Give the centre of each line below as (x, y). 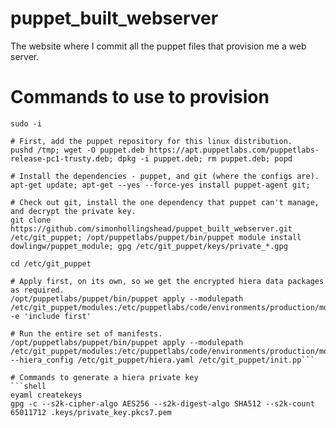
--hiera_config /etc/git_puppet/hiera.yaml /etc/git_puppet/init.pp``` (162, 360)
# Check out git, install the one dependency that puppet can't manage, (165, 202)
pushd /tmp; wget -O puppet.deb (77, 150)
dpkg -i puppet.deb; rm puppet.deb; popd (205, 158)
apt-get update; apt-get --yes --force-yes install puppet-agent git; (160, 185)
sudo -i (26, 123)
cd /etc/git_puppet (51, 263)
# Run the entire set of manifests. (86, 333)
